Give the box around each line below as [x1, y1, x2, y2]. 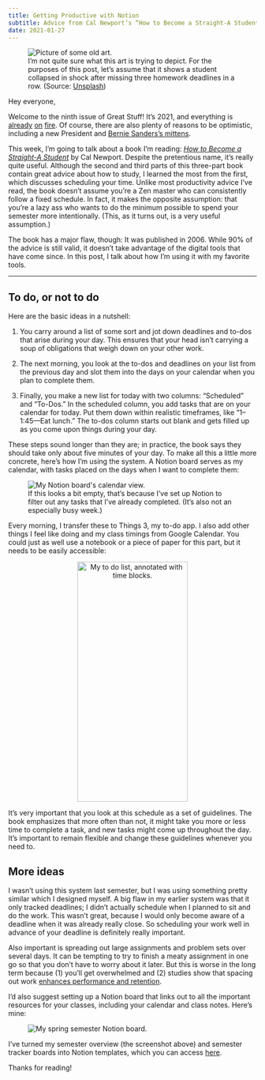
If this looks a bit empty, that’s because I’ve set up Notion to [28, 489, 222, 499]
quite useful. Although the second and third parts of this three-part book [8, 161, 244, 171]
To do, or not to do [8, 290, 100, 304]
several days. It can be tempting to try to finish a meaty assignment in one [8, 951, 249, 961]
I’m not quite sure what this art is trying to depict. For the [28, 56, 212, 66]
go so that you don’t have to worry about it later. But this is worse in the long [8, 960, 256, 969]
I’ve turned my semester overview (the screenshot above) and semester [8, 1040, 243, 1048]
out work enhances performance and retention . [8, 977, 162, 986]
